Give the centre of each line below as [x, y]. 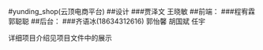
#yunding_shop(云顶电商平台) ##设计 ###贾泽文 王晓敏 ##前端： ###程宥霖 [131, 11]
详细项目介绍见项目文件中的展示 [60, 38]
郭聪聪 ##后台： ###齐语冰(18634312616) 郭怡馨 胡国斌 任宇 [107, 21]
